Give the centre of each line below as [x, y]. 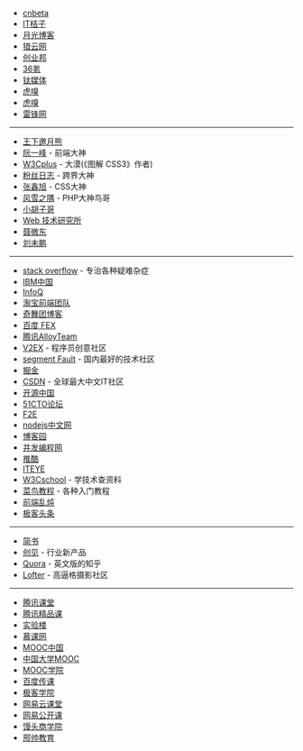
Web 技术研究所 [52, 220]
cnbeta [36, 13]
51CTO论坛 [43, 404]
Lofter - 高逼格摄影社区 [65, 575]
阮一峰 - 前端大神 [55, 153]
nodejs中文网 [47, 425]
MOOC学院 [43, 670]
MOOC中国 [43, 647]
